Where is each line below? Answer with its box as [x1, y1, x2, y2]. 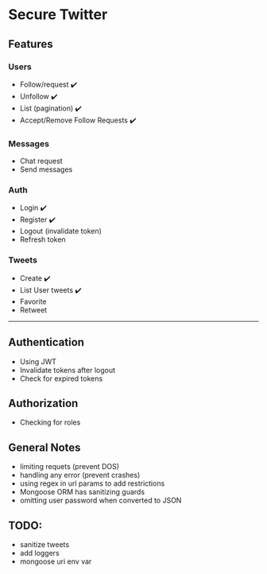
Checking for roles [19, 417, 81, 427]
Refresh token [19, 235, 66, 244]
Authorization [8, 396, 79, 410]
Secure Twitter [8, 6, 108, 24]
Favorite [19, 297, 47, 306]
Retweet [19, 304, 48, 315]
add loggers [19, 549, 60, 558]
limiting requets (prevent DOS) [19, 462, 120, 471]
